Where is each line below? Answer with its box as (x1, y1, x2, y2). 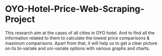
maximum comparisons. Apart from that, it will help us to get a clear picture (5, 40, 158, 46)
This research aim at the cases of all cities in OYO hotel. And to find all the (5, 30, 155, 36)
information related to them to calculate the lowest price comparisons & (5, 35, 150, 41)
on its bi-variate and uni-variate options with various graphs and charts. (5, 45, 150, 51)
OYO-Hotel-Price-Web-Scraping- (5, 3, 145, 15)
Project (5, 14, 35, 25)
